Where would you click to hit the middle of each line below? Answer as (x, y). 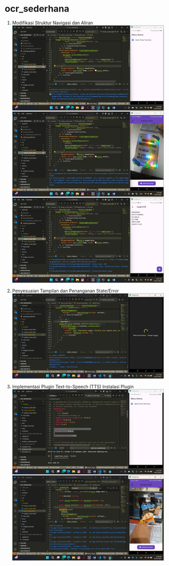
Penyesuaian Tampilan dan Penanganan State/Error (65, 291)
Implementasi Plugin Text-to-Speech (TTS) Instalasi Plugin (73, 386)
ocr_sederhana (37, 9)
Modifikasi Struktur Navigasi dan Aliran (52, 23)
